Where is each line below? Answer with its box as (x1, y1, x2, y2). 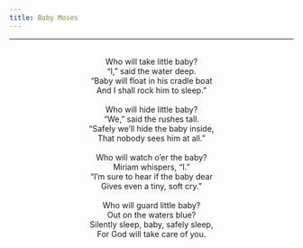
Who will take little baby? (105, 56, 198, 67)
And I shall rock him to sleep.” (96, 85, 207, 96)
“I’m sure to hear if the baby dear (89, 170, 214, 181)
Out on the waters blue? (106, 209, 197, 220)
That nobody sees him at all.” (97, 133, 206, 143)
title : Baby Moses (9, 13, 78, 23)
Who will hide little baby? (105, 104, 198, 115)
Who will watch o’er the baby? (96, 152, 207, 162)
